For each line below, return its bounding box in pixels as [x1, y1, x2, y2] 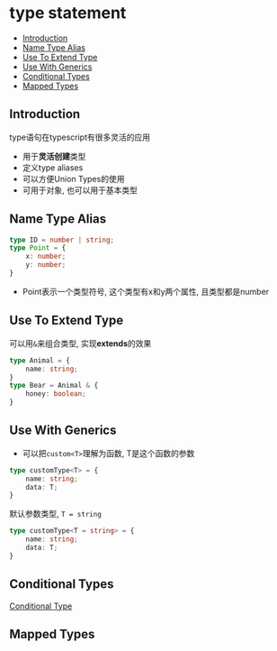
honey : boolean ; [25, 390, 87, 399]
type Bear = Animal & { [9, 381, 99, 390]
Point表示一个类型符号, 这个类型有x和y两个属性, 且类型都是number [22, 286, 270, 297]
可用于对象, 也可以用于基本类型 [22, 184, 138, 196]
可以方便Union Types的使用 [22, 173, 125, 184]
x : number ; [25, 252, 67, 261]
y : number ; [25, 261, 67, 270]
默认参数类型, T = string [9, 509, 102, 519]
